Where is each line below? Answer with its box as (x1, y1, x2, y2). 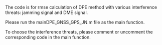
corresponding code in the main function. (5, 34, 91, 40)
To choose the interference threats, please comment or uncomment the (5, 29, 153, 34)
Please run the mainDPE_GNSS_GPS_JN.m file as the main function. (5, 19, 145, 25)
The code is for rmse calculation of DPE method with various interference (5, 4, 157, 10)
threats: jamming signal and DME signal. (5, 9, 88, 15)
